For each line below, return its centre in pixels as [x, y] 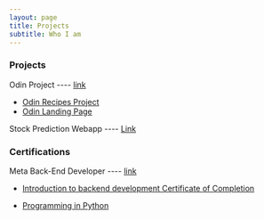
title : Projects [39, 26]
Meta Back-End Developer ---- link [73, 171]
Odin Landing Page [57, 111]
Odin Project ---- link [48, 85]
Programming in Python [65, 205]
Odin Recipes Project [60, 102]
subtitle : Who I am [45, 34]
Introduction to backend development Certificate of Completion [138, 188]
